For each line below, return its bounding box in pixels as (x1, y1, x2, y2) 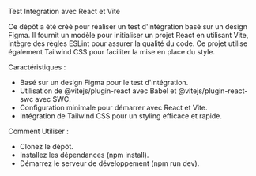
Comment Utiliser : (8, 126, 70, 136)
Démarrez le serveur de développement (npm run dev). (19, 159, 200, 168)
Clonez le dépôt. (19, 142, 73, 151)
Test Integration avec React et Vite (8, 7, 121, 16)
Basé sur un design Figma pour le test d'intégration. (19, 78, 189, 87)
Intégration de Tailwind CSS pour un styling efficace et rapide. (19, 111, 223, 121)
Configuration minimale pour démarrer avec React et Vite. (19, 103, 208, 112)
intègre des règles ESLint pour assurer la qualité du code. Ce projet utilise (8, 39, 248, 48)
